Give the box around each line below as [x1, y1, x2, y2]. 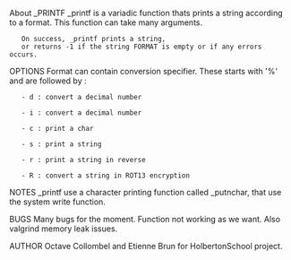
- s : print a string [21, 140, 102, 149]
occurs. [9, 50, 39, 59]
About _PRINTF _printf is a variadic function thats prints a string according [9, 8, 284, 18]
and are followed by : [9, 75, 87, 86]
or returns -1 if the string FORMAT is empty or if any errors [21, 42, 262, 51]
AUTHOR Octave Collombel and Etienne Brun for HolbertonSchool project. [9, 241, 283, 251]
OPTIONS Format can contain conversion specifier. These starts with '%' [9, 66, 278, 76]
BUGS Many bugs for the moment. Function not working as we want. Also [9, 214, 280, 224]
